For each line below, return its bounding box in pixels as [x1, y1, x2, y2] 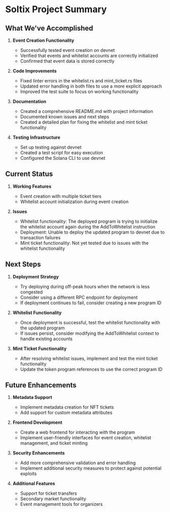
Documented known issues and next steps [20, 113, 110, 120]
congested [20, 289, 43, 295]
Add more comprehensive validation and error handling [20, 460, 136, 466]
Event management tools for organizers [20, 501, 103, 507]
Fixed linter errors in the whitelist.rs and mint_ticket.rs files [20, 78, 143, 83]
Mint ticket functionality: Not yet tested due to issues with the [20, 240, 149, 246]
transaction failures [20, 234, 61, 240]
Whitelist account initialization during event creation [20, 198, 129, 205]
